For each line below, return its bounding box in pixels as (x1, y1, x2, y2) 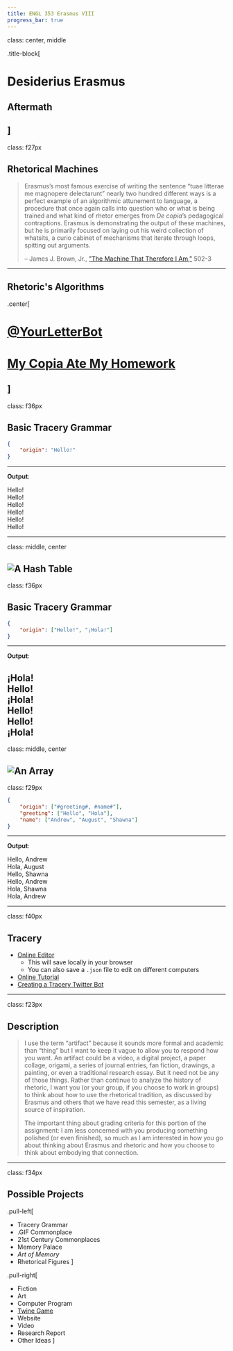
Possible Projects (7, 1188, 85, 1200)
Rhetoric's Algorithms (7, 281, 105, 293)
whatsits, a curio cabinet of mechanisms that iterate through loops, (24, 234, 216, 242)
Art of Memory (17, 1249, 60, 1259)
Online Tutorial (17, 973, 60, 981)
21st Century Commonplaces (17, 1235, 101, 1243)
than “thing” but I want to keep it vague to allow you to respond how (24, 1046, 218, 1055)
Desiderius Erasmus (7, 74, 126, 89)
